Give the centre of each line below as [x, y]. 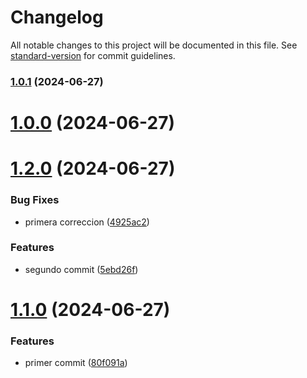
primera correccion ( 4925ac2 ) [87, 222]
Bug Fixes [35, 200]
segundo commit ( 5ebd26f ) [81, 269]
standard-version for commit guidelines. [93, 55]
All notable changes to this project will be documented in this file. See [154, 45]
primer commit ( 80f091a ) [76, 363]
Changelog [57, 17]
